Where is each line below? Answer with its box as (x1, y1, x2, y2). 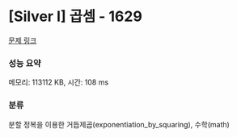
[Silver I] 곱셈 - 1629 (8, 7, 143, 26)
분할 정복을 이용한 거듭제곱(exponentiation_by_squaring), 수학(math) (8, 119, 231, 129)
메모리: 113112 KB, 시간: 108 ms (8, 77, 109, 87)
